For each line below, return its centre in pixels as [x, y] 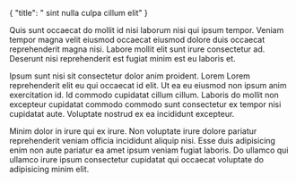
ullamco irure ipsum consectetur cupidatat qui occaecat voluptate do [137, 159]
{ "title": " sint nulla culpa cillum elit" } [78, 13]
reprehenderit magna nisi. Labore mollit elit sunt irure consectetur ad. [137, 49]
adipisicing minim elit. [49, 169]
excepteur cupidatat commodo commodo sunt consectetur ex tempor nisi [145, 104]
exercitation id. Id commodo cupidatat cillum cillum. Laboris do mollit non [144, 95]
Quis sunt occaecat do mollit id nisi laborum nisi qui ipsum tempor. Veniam [147, 30]
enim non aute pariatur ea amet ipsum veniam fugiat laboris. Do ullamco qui [149, 150]
